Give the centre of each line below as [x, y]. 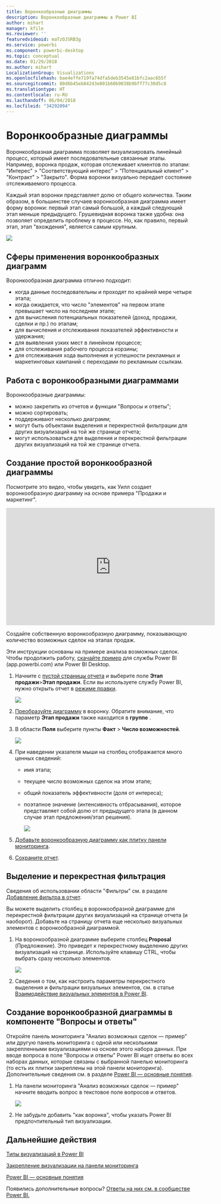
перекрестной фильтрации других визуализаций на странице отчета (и [97, 915]
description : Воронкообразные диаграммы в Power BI [71, 17]
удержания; [30, 336]
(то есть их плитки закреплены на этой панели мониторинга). [85, 1067]
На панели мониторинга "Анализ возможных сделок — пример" [97, 1085]
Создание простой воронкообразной [79, 463]
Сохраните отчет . [37, 858]
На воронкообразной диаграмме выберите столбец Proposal [93, 939]
